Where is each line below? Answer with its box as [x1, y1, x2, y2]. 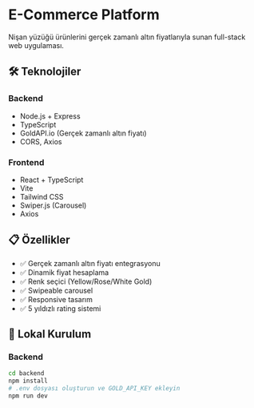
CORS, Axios [19, 136, 62, 146]
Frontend [8, 156, 45, 168]
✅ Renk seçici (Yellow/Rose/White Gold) [19, 277, 153, 286]
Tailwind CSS [19, 192, 64, 201]
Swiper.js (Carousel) [19, 200, 87, 210]
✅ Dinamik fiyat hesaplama [19, 267, 109, 277]
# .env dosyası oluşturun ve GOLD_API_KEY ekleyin [8, 385, 181, 393]
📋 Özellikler [8, 233, 70, 247]
